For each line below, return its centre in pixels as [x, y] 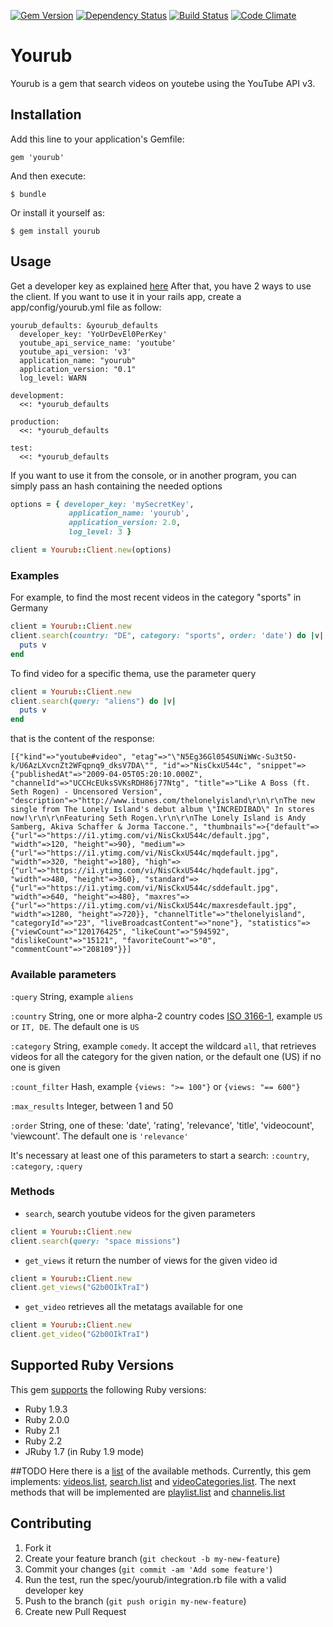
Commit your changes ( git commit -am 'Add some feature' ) [148, 1569]
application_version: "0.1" [78, 369]
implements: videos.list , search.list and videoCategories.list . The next [153, 1481]
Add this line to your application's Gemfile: [97, 139]
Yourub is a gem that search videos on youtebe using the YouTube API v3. [163, 83]
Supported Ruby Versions [92, 1365]
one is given [35, 1067]
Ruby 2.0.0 [47, 1419]
